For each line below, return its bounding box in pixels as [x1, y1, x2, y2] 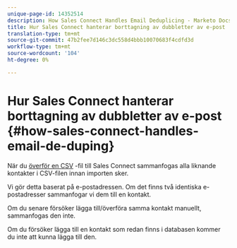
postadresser [7, 190, 46, 199]
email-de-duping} [7, 138, 115, 154]
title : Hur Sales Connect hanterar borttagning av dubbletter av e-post [7, 23, 226, 30]
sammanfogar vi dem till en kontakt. [47, 190, 152, 199]
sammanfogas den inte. [7, 211, 76, 220]
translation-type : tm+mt [7, 30, 80, 37]
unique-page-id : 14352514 [7, 10, 83, 18]
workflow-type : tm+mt [7, 43, 71, 50]
